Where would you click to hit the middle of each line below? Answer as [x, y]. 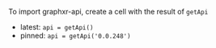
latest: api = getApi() [57, 27]
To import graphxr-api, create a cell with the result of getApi [108, 12]
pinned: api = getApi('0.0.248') [75, 36]
